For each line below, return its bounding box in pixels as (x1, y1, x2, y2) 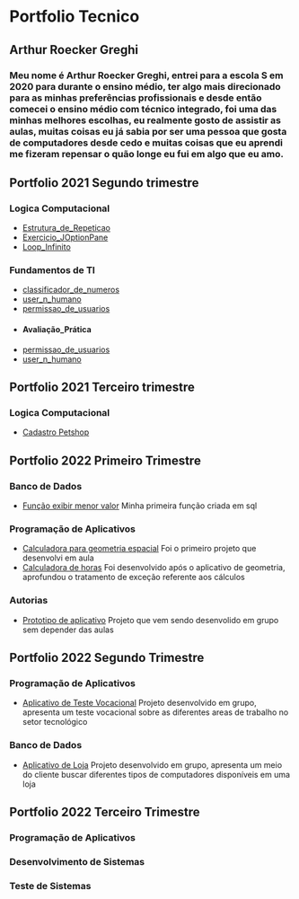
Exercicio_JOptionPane (22, 232, 109, 243)
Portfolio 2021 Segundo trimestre (9, 175, 199, 190)
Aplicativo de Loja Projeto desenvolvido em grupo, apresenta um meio (22, 759, 283, 770)
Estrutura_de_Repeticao (22, 223, 110, 234)
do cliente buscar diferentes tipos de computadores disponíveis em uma (22, 769, 290, 780)
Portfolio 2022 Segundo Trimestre (9, 650, 205, 665)
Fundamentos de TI (9, 264, 96, 277)
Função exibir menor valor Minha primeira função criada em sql (22, 500, 258, 511)
